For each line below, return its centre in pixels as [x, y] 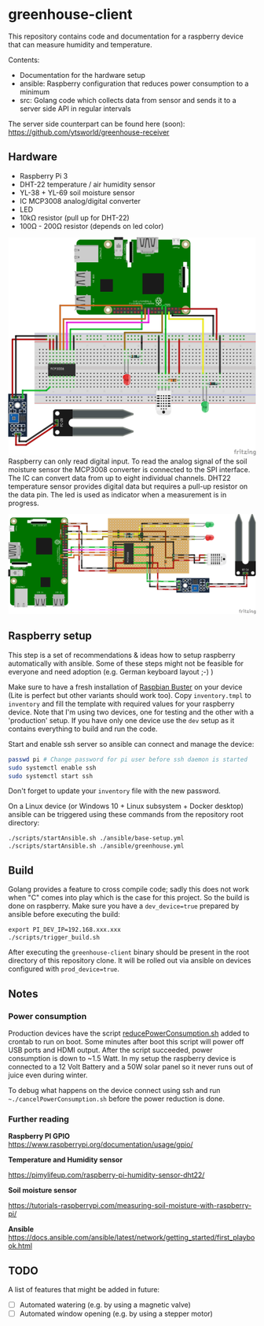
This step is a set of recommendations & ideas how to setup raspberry [122, 655]
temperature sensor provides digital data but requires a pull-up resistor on [128, 486]
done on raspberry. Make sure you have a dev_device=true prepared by [124, 906]
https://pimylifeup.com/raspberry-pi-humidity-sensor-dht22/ [106, 1175]
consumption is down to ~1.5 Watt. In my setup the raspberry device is [122, 1058]
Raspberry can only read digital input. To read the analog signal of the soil [128, 461]
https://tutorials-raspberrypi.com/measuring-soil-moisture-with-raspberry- [130, 1206]
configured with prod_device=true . [64, 969]
